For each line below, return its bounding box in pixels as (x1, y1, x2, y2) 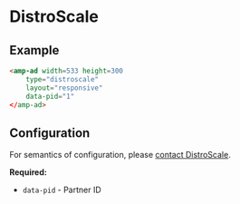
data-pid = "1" (25, 92, 75, 101)
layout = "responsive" (25, 83, 103, 92)
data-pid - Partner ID (22, 184, 101, 196)
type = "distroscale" (25, 74, 100, 83)
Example (9, 43, 60, 58)
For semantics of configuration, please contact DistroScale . (9, 150, 231, 160)
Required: (9, 167, 47, 178)
